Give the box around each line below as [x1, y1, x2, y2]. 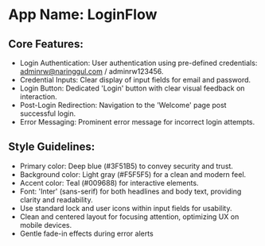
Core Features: [8, 37, 84, 51]
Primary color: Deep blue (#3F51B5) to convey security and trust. [19, 161, 233, 171]
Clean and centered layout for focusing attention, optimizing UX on [19, 212, 240, 221]
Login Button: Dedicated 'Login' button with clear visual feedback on [19, 83, 245, 93]
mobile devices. [19, 220, 72, 229]
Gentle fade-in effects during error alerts [19, 229, 154, 238]
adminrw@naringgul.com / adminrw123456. [19, 67, 164, 76]
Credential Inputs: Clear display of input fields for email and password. [19, 75, 251, 84]
